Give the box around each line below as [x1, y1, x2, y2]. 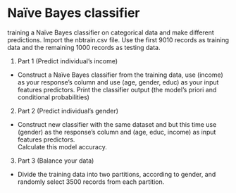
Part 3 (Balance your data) [17, 156, 94, 165]
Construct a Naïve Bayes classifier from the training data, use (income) [17, 70, 223, 79]
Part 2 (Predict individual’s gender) [17, 106, 118, 115]
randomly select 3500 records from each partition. [17, 178, 165, 186]
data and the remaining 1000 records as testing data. [7, 43, 161, 51]
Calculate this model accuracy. [17, 142, 107, 151]
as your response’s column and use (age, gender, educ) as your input [17, 77, 219, 86]
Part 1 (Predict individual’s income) [17, 56, 118, 65]
